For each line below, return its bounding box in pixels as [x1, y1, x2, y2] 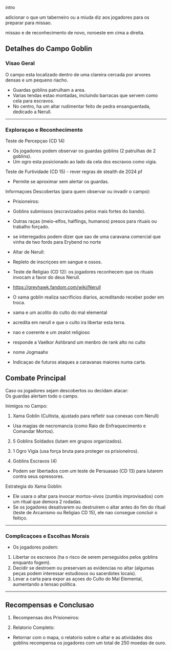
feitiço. [12, 515, 28, 521]
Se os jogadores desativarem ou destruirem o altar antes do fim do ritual [12, 504, 166, 510]
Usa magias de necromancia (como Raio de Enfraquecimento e [12, 423, 146, 429]
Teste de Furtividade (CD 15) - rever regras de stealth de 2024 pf [5, 169, 142, 175]
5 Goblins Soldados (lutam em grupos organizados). [12, 438, 123, 444]
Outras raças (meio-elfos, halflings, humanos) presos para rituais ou [12, 218, 157, 224]
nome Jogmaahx [12, 349, 49, 355]
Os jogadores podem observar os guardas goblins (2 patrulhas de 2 [12, 148, 156, 154]
